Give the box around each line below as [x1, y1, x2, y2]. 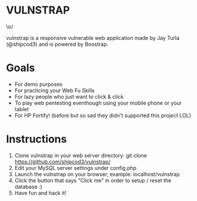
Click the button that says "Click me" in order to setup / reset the [14, 177, 172, 184]
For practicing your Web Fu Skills [14, 86, 95, 94]
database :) [14, 183, 42, 190]
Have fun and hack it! [14, 189, 66, 196]
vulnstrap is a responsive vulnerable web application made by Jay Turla [6, 34, 180, 41]
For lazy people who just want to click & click [14, 93, 124, 100]
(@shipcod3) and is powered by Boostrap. [6, 41, 109, 48]
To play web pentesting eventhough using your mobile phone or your [14, 99, 182, 106]
